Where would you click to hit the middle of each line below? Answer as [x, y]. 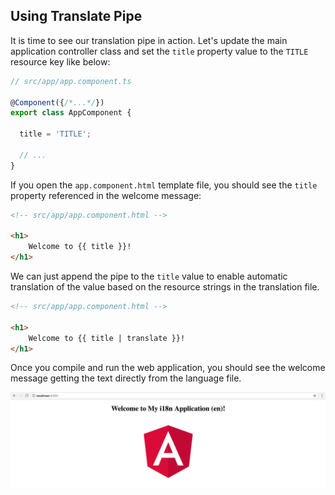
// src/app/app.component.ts [71, 81]
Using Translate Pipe [76, 16]
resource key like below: [60, 61]
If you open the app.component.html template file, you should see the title [164, 185]
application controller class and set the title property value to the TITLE [159, 51]
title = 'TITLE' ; [55, 134]
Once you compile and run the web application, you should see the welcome [168, 368]
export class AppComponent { [71, 113]
